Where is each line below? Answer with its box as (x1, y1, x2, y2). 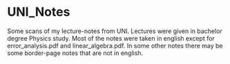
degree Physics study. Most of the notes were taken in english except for (7, 34, 215, 42)
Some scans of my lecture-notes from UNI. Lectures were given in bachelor (7, 27, 222, 35)
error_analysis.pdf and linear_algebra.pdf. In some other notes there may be (7, 41, 223, 50)
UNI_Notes (7, 4, 70, 20)
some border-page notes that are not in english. (7, 49, 144, 57)
